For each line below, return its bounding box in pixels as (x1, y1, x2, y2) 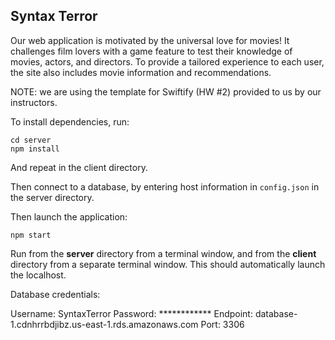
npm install (10, 144, 60, 154)
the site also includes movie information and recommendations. (10, 66, 272, 78)
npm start (10, 230, 52, 240)
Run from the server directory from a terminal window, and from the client (10, 247, 317, 259)
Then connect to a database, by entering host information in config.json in (10, 180, 320, 193)
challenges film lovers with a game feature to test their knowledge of (10, 45, 293, 57)
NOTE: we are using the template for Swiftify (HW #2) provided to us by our (10, 85, 322, 98)
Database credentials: (10, 288, 101, 300)
